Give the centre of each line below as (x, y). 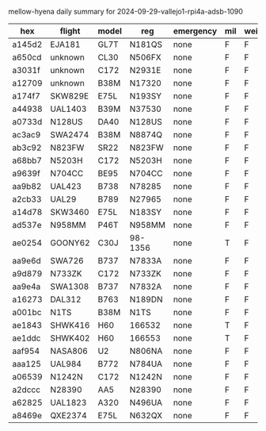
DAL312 (66, 299)
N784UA (146, 364)
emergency (195, 31)
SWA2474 (70, 135)
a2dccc (27, 390)
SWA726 (67, 261)
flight (70, 31)
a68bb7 (27, 160)
